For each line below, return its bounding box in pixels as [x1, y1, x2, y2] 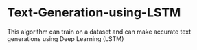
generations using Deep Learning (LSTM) [7, 34, 124, 42]
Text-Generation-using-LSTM [7, 5, 181, 21]
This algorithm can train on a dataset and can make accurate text [7, 27, 192, 36]
